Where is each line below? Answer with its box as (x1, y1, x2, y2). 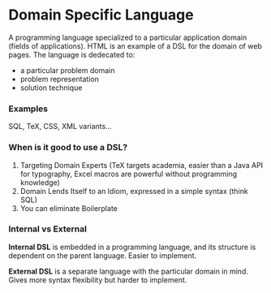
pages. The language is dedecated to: (8, 50, 135, 59)
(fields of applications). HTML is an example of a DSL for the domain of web (8, 41, 262, 50)
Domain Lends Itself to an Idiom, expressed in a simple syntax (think (19, 186, 249, 196)
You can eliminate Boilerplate (19, 203, 118, 213)
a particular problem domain (19, 65, 115, 75)
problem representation (19, 74, 100, 84)
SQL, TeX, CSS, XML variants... (8, 122, 112, 131)
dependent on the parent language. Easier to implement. (8, 250, 197, 261)
